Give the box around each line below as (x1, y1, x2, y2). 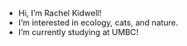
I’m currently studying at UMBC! (17, 27, 139, 37)
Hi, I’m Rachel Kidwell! (17, 8, 102, 18)
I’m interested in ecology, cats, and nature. (17, 17, 179, 28)
